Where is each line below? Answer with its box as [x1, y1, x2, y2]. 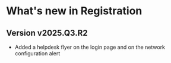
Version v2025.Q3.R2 [6, 28, 88, 38]
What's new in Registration [6, 4, 142, 18]
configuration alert [14, 50, 61, 57]
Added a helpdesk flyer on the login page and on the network [14, 43, 165, 51]
